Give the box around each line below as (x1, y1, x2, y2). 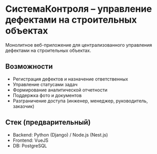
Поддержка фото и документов (12, 92, 82, 98)
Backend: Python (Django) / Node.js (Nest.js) (12, 131, 108, 138)
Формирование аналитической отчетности (12, 87, 108, 93)
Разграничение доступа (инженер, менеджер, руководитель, (12, 98, 148, 104)
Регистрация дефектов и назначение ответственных (12, 75, 128, 82)
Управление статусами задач (12, 81, 78, 87)
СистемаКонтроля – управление (5, 3, 152, 15)
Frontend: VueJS (12, 137, 49, 143)
